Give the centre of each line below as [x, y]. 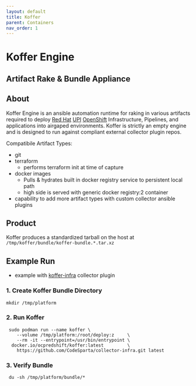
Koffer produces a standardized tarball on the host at [70, 237]
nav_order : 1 [22, 28]
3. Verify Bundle [30, 365]
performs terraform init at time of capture [73, 167]
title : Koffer [24, 17]
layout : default [26, 11]
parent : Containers [30, 22]
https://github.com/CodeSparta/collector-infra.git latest [91, 350]
